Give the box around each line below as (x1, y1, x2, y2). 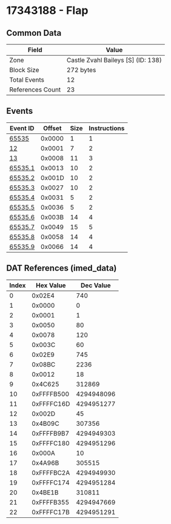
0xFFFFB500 (32, 390, 70, 398)
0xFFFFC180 (32, 439, 70, 447)
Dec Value (81, 281, 111, 290)
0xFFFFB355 (32, 498, 70, 506)
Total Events (9, 76, 44, 84)
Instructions (89, 124, 125, 132)
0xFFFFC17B (32, 508, 70, 516)
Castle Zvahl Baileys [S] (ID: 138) (66, 56, 162, 64)
